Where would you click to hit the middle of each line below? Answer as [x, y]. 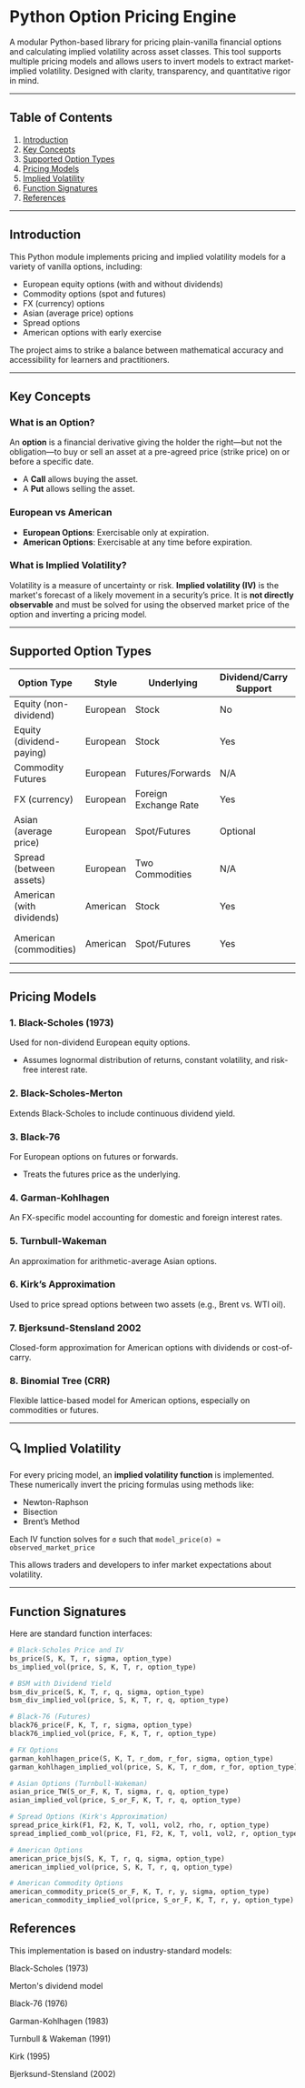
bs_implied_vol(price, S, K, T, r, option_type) [103, 1667]
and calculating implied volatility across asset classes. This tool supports [145, 51]
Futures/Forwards [173, 773]
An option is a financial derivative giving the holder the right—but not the [146, 442]
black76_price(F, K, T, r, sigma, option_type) [101, 1725]
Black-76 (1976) [39, 2003]
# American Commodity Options [67, 1883]
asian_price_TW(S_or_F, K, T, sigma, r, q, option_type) [119, 1792]
